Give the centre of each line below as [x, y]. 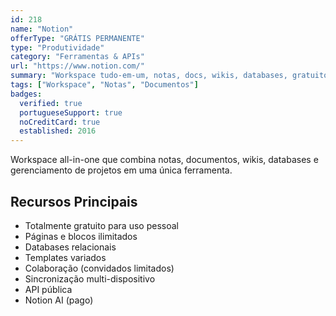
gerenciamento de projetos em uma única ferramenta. [121, 170]
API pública [48, 289]
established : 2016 [58, 131]
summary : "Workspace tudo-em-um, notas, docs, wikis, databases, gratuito [169, 76]
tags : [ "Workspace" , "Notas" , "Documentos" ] [104, 85]
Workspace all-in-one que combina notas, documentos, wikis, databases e [164, 160]
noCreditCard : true [60, 122]
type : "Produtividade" [57, 47]
